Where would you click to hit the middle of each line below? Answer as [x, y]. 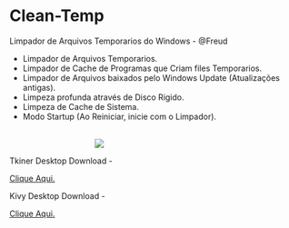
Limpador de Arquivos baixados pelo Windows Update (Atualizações [151, 77]
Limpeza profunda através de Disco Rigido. [103, 97]
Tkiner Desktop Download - [61, 161]
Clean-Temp [57, 16]
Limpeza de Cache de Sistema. [80, 106]
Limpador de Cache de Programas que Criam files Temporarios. [142, 68]
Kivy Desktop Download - [58, 195]
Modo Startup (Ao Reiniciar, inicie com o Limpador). [119, 116]
